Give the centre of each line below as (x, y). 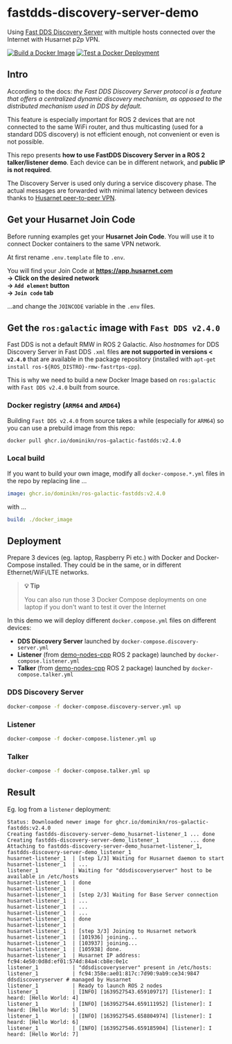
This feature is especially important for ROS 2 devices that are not (101, 119)
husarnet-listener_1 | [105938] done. (65, 949)
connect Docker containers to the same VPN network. (84, 243)
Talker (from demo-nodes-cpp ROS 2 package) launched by (104, 668)
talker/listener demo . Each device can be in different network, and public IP (116, 162)
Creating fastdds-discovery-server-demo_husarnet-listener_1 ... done (111, 834)
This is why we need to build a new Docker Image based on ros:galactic (111, 380)
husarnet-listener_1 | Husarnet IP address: (74, 955)
